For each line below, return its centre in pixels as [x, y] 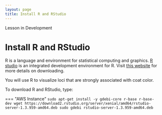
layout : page [18, 9]
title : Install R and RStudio [36, 14]
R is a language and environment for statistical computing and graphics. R [79, 60]
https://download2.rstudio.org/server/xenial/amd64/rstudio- [88, 104]
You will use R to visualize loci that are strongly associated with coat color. [80, 80]
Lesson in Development [29, 28]
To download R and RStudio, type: [39, 89]
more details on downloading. [35, 71]
